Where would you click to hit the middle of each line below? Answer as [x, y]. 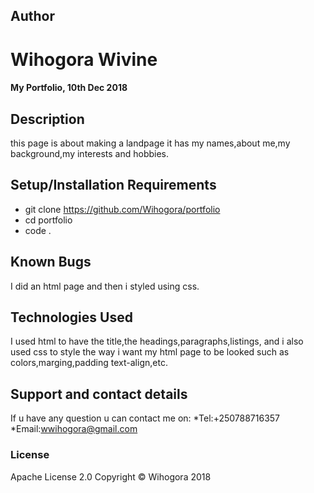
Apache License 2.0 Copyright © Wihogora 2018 [111, 476]
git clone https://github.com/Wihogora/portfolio [122, 209]
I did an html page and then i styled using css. [105, 286]
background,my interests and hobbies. [90, 153]
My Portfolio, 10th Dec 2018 [69, 88]
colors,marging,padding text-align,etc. [89, 363]
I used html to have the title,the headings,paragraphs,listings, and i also [157, 341]
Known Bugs [51, 262]
